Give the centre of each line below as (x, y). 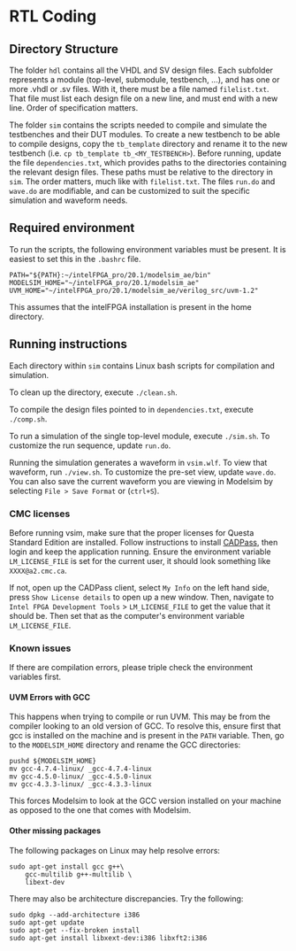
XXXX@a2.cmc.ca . (38, 570)
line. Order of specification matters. (74, 108)
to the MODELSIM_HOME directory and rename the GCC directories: (125, 745)
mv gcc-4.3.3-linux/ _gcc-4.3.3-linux (80, 785)
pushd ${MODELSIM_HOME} (53, 762)
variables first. (35, 677)
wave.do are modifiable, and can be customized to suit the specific (129, 191)
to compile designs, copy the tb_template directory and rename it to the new (148, 144)
